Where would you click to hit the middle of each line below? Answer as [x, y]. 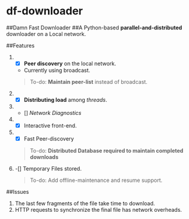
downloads [44, 157]
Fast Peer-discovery [49, 139]
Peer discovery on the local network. [70, 63]
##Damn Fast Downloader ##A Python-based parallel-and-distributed [94, 28]
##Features [20, 45]
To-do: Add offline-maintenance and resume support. [96, 180]
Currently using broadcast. [57, 70]
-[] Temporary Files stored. [48, 169]
